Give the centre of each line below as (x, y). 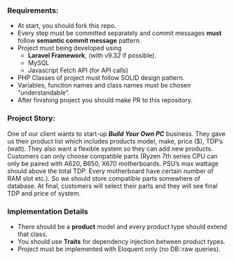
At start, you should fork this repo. (67, 26)
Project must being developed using (69, 48)
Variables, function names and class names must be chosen (104, 85)
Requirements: (33, 11)
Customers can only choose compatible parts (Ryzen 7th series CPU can (112, 156)
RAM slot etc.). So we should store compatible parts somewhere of (104, 178)
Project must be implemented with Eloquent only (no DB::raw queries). (119, 249)
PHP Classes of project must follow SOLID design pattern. (101, 78)
